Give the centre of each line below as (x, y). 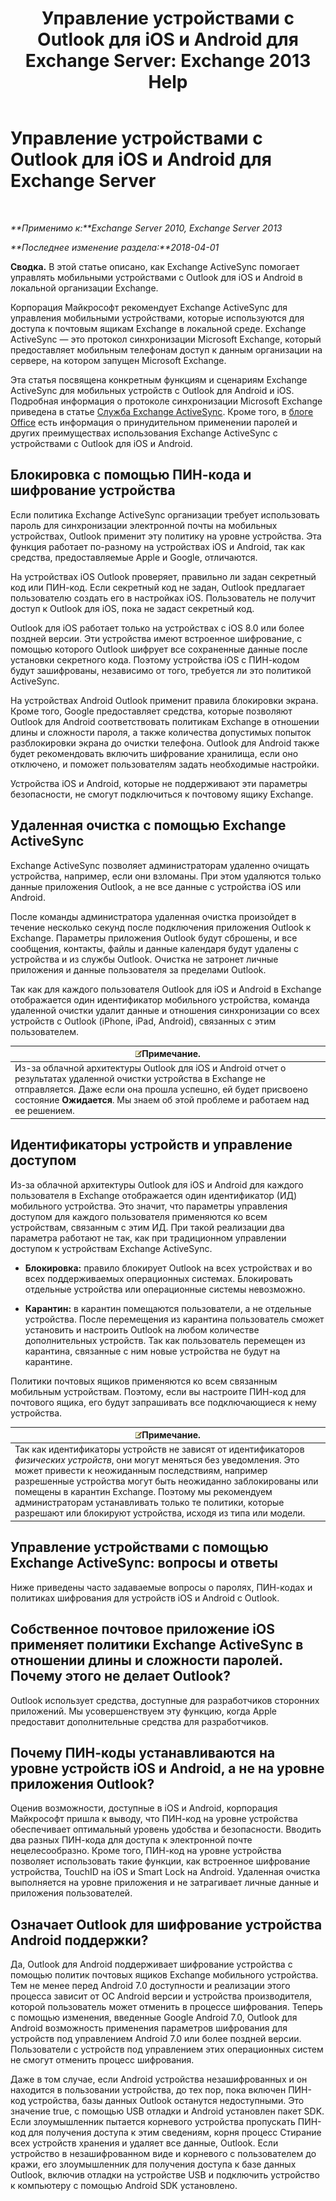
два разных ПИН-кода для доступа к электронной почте (131, 1840)
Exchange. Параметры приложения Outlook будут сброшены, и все (154, 938)
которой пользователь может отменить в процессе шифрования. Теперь (166, 2007)
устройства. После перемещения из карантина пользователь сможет (174, 1319)
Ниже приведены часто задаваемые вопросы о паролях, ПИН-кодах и (161, 1587)
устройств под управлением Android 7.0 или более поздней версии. (156, 2039)
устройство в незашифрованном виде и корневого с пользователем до (163, 2154)
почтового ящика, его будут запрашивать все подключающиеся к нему (163, 1402)
